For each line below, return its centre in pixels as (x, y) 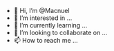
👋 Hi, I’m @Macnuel (42, 11)
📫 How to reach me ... (46, 40)
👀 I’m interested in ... (43, 18)
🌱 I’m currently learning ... (50, 25)
